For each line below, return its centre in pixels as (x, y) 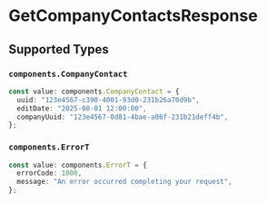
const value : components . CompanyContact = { (94, 92)
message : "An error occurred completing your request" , (124, 182)
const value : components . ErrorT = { (78, 165)
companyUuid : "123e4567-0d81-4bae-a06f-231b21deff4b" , (123, 117)
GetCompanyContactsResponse (133, 16)
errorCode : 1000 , (49, 173)
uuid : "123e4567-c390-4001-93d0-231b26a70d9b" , (109, 100)
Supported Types (59, 49)
